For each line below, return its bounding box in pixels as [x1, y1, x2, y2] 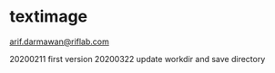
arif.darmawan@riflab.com [9, 36, 109, 47]
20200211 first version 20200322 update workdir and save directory [9, 53, 266, 64]
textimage [9, 6, 88, 27]
